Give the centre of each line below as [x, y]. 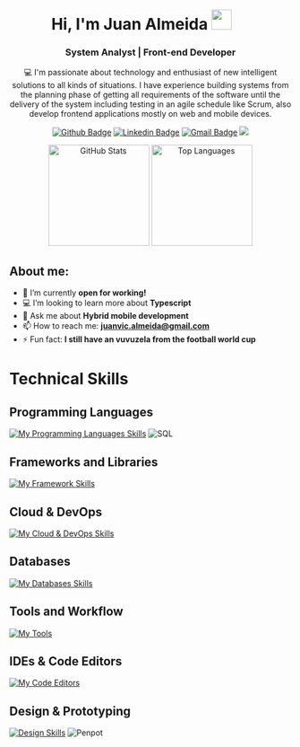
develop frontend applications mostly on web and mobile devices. [150, 114]
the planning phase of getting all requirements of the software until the [150, 95]
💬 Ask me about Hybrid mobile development [106, 316]
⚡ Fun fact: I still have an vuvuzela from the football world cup [139, 339]
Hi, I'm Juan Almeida [129, 25]
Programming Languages [81, 412]
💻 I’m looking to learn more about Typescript [107, 303]
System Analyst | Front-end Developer [150, 52]
